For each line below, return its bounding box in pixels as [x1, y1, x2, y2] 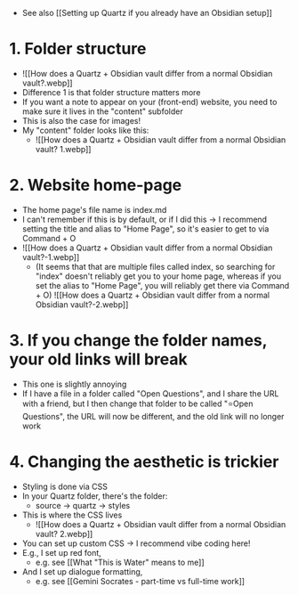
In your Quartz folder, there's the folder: [21, 490, 168, 501]
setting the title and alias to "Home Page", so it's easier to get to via [21, 223, 270, 234]
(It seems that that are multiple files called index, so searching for [35, 261, 276, 272]
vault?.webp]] [21, 77, 73, 88]
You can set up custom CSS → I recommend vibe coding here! [21, 538, 251, 549]
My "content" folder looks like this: [21, 125, 149, 135]
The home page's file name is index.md [21, 204, 167, 215]
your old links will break [9, 349, 189, 370]
